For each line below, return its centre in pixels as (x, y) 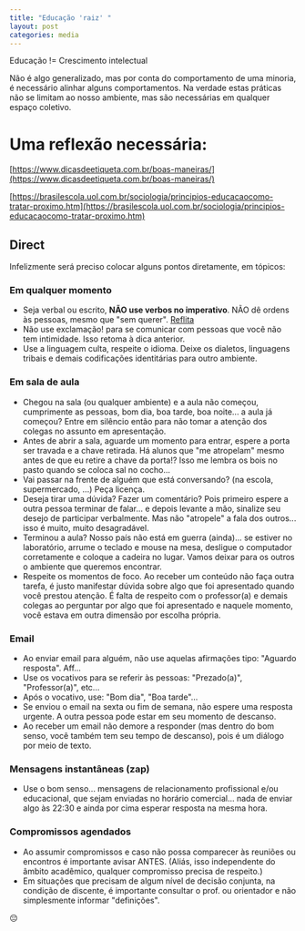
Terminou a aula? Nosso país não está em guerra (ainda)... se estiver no (158, 537)
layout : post (34, 26)
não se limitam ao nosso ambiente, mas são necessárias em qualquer (140, 97)
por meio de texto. (57, 746)
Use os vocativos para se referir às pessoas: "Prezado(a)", (132, 678)
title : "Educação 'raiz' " (61, 18)
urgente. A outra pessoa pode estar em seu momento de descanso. (149, 717)
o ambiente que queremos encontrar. (92, 567)
